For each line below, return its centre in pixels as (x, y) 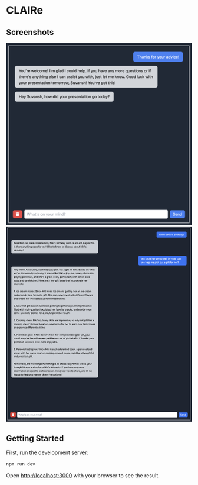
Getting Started (35, 438)
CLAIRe (25, 10)
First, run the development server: (47, 452)
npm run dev (21, 464)
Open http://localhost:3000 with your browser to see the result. (83, 476)
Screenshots (30, 32)
